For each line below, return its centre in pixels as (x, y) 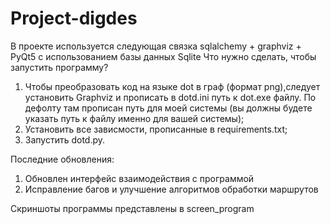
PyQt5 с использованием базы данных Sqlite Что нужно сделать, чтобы (163, 56)
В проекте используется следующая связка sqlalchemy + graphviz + (156, 46)
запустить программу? (59, 67)
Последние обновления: (62, 159)
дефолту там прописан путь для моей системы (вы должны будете (168, 108)
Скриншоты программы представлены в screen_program (132, 208)
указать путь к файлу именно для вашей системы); (134, 118)
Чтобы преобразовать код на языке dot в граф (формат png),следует (172, 86)
